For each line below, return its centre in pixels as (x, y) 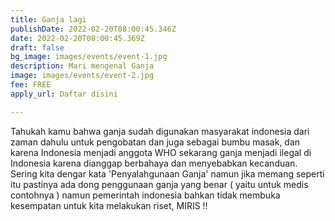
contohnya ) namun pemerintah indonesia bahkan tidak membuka (145, 195)
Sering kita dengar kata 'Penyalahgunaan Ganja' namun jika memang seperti (167, 173)
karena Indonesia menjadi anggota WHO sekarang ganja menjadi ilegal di (161, 152)
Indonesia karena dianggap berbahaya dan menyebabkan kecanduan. (154, 163)
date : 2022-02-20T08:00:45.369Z (77, 38)
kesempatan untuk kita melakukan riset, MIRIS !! (109, 205)
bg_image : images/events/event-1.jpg (89, 57)
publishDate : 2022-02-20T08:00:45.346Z (93, 29)
